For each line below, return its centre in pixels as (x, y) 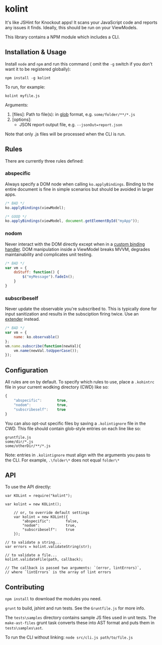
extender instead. (22, 319)
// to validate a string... (33, 543)
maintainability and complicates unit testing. (49, 254)
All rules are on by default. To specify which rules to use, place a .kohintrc (80, 382)
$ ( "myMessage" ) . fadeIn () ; (49, 277)
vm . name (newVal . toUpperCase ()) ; (46, 350)
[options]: (22, 119)
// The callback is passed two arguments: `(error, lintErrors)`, (73, 568)
